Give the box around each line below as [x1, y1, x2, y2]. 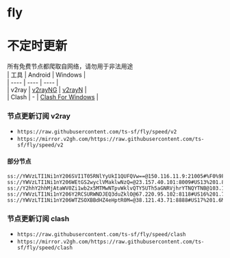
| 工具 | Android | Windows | [7, 70, 86, 79]
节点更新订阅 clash [7, 214, 70, 223]
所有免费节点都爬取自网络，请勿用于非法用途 [7, 62, 133, 70]
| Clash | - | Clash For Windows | [7, 93, 99, 101]
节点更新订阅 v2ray [7, 112, 71, 121]
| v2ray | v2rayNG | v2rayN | [7, 86, 87, 94]
